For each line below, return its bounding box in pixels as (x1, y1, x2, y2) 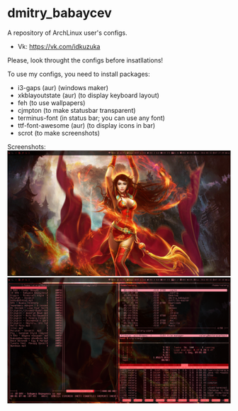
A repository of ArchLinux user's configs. (7, 28, 127, 37)
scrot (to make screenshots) (17, 128, 101, 137)
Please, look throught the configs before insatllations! (7, 55, 164, 65)
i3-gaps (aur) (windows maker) (17, 83, 108, 92)
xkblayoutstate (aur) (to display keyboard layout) (17, 91, 159, 99)
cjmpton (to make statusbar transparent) (17, 106, 136, 114)
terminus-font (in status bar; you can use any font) (17, 114, 165, 122)
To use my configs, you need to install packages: (7, 70, 150, 78)
